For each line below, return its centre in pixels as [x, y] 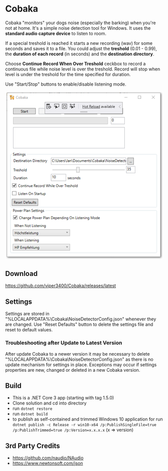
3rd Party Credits [33, 446]
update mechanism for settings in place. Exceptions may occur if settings [81, 364]
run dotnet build [30, 414]
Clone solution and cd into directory [49, 403]
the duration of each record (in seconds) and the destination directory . [80, 54]
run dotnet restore [32, 409]
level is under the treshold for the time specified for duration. [68, 74]
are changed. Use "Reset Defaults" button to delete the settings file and [79, 324]
